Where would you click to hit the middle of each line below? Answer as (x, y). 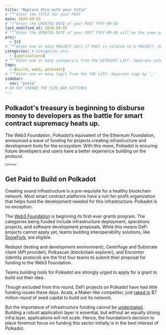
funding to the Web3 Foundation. (39, 263)
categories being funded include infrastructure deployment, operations (77, 222)
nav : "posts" (23, 83)
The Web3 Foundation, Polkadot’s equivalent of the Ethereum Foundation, (80, 135)
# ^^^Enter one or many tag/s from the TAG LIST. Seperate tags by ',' (80, 74)
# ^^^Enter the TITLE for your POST (43, 14)
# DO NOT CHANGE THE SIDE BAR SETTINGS (46, 88)
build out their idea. (25, 278)
